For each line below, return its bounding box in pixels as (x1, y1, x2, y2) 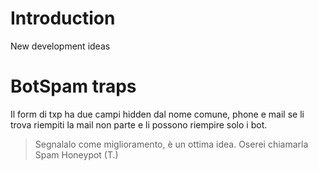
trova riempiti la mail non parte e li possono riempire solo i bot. (10, 118, 268, 131)
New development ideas (10, 40, 111, 52)
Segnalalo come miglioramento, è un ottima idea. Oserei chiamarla (34, 138, 309, 150)
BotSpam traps (10, 75, 137, 98)
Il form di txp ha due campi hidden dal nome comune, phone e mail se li (10, 108, 305, 120)
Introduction (10, 7, 116, 30)
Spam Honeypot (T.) (34, 148, 119, 161)
